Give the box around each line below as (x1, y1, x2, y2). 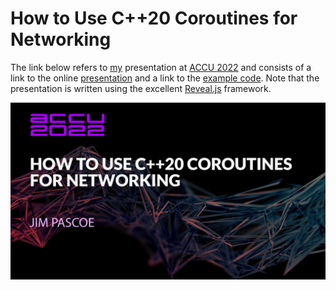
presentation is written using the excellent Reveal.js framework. (10, 82, 272, 94)
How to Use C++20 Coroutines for (10, 7, 298, 30)
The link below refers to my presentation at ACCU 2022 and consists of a (10, 61, 312, 73)
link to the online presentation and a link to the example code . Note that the (10, 72, 320, 84)
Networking (10, 28, 112, 51)
